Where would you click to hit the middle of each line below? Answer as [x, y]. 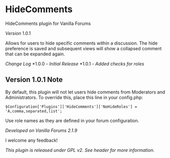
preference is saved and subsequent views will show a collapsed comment [83, 48]
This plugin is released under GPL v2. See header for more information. [80, 150]
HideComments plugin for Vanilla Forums [48, 23]
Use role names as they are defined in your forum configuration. [72, 120]
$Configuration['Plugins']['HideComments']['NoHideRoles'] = [71, 107]
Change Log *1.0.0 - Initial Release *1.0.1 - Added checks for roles [75, 64]
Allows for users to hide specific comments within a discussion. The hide [81, 43]
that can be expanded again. [35, 54]
